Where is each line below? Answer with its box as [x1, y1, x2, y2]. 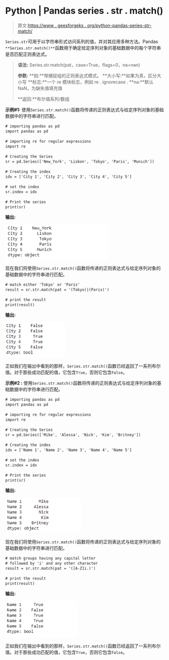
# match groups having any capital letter [5, 555, 96, 561]
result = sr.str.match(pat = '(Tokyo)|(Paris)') [5, 287, 109, 292]
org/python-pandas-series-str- [87, 22, 152, 28]
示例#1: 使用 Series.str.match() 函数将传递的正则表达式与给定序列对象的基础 [5, 107, 164, 113]
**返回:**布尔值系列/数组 [17, 96, 70, 102]
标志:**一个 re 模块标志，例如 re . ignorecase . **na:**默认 [32, 79, 154, 85]
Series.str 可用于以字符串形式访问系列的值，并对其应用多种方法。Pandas [5, 38, 158, 44]
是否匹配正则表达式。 [5, 51, 49, 57]
